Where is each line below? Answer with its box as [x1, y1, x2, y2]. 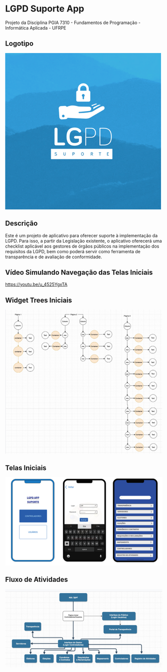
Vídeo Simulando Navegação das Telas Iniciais [5, 268, 153, 277]
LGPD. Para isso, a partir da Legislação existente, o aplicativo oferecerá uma [5, 238, 162, 244]
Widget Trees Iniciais [5, 296, 72, 304]
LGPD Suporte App [5, 3, 85, 15]
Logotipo [5, 40, 34, 48]
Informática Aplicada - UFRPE [5, 25, 66, 31]
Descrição [5, 219, 38, 228]
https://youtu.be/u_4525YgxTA [5, 281, 68, 288]
